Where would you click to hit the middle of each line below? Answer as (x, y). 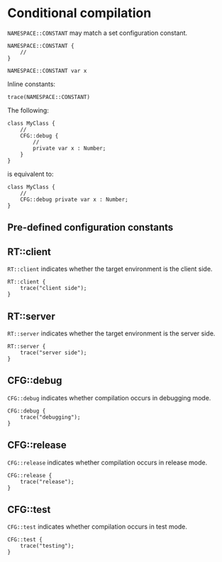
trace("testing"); (47, 546)
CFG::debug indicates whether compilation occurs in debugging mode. (109, 397)
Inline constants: (31, 84)
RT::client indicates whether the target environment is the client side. (110, 269)
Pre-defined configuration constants (90, 228)
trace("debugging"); (50, 417)
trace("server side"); (54, 353)
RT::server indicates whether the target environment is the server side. (111, 333)
